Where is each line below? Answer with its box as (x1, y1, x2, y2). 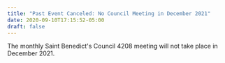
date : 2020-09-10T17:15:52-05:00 (7, 17, 105, 24)
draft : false (7, 23, 45, 30)
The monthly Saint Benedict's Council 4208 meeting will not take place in (7, 42, 218, 51)
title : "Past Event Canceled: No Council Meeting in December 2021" (7, 10, 211, 17)
